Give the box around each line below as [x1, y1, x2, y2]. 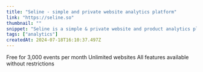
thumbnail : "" [6, 20, 42, 26]
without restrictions [6, 60, 54, 67]
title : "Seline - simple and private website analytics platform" [6, 8, 177, 15]
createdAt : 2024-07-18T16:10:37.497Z [6, 37, 101, 43]
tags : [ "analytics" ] [6, 31, 59, 38]
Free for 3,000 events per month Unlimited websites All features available [6, 54, 189, 61]
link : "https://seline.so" [6, 15, 74, 21]
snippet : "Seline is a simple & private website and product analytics [6, 25, 190, 32]
